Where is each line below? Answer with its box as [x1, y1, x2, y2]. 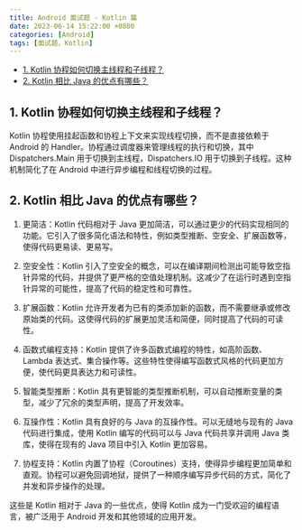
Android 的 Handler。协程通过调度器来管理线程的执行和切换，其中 [9, 142, 254, 153]
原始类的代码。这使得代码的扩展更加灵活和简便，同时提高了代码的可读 [22, 313, 284, 324]
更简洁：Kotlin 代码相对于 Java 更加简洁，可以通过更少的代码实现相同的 [22, 219, 289, 229]
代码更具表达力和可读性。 [46, 367, 142, 377]
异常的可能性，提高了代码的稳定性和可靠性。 [30, 283, 197, 293]
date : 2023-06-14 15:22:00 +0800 [9, 22, 135, 31]
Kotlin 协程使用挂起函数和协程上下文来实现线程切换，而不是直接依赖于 [9, 130, 270, 141]
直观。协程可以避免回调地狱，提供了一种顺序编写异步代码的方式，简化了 [22, 469, 291, 479]
